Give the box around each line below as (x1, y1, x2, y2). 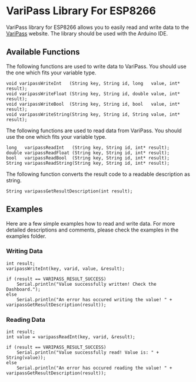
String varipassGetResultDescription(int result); (6, 188, 133, 194)
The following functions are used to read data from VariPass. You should (6, 127, 182, 134)
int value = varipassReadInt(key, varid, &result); (6, 334, 135, 340)
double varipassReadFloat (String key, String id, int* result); (6, 149, 170, 156)
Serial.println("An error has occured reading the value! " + (16, 365, 172, 371)
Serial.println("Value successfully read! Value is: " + (16, 350, 160, 355)
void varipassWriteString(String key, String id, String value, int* (6, 111, 181, 117)
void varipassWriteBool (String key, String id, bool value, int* (6, 101, 181, 107)
